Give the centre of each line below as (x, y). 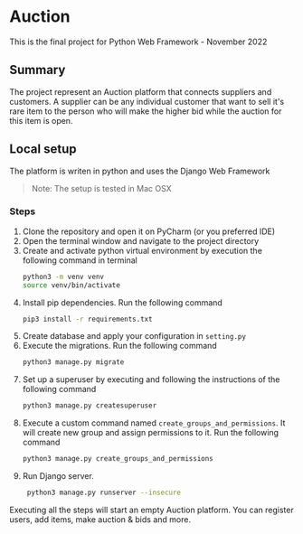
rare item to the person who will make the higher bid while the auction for (146, 111)
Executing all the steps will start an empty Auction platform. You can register (151, 510)
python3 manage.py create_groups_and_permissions (118, 459)
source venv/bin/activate (71, 285)
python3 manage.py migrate (73, 362)
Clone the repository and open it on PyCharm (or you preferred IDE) (149, 231)
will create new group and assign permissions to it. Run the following (150, 433)
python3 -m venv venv (63, 276)
